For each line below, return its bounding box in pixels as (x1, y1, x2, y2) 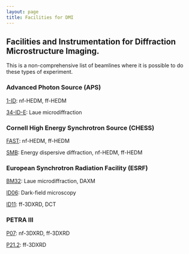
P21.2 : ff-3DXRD (6, 241, 47, 248)
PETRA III (6, 216, 34, 224)
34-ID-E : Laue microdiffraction (6, 109, 82, 116)
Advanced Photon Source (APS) (6, 83, 101, 92)
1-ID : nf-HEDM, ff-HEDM (6, 97, 67, 104)
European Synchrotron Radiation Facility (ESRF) (6, 163, 148, 172)
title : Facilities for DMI (6, 14, 74, 20)
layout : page (6, 8, 39, 15)
